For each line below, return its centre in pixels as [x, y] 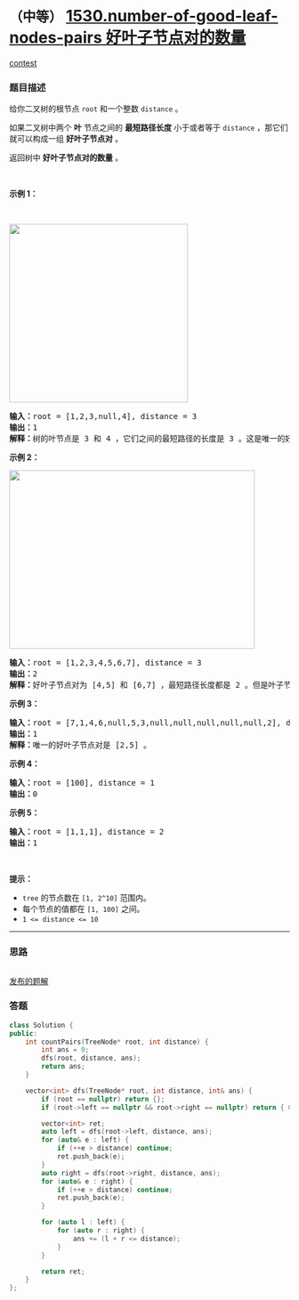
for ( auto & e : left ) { [85, 1140]
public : [24, 1033]
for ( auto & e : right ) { [87, 1181]
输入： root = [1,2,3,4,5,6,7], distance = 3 [105, 663]
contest [23, 62]
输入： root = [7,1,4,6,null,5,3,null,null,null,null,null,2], [145, 723]
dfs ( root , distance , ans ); [91, 1058]
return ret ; [64, 1272]
